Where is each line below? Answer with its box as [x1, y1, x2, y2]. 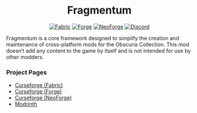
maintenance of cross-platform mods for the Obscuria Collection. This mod [6, 41, 189, 48]
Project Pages [6, 68, 47, 76]
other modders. [6, 53, 44, 60]
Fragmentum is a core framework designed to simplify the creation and [6, 34, 179, 41]
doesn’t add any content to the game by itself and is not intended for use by [6, 47, 191, 54]
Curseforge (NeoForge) [14, 94, 72, 101]
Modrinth [14, 101, 37, 108]
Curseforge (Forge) [14, 88, 62, 95]
